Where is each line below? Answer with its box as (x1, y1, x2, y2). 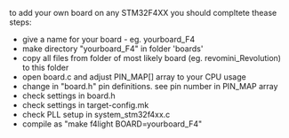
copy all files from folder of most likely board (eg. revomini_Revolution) (21, 53, 282, 63)
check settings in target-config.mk (21, 100, 149, 110)
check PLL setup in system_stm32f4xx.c (21, 110, 171, 119)
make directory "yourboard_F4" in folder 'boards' (21, 43, 204, 54)
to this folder (21, 62, 69, 73)
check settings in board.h (21, 90, 116, 101)
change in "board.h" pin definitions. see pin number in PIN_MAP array (21, 81, 278, 91)
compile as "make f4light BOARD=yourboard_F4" (21, 119, 203, 129)
